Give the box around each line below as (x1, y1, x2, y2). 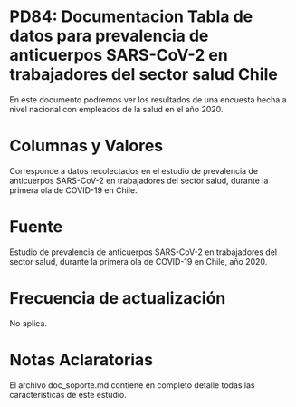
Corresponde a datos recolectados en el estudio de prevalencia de (9, 165, 259, 176)
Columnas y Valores (9, 136, 164, 156)
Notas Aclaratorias (9, 349, 154, 370)
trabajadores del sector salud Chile (9, 64, 278, 85)
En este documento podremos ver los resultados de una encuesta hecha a (9, 93, 287, 105)
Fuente (9, 217, 63, 237)
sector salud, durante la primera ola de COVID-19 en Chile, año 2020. (9, 256, 268, 266)
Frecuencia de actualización (9, 288, 226, 308)
